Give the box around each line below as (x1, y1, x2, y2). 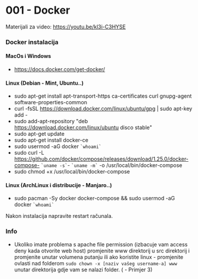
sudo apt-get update (14, 130, 65, 137)
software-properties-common (14, 99, 87, 106)
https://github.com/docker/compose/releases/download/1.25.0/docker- (14, 155, 189, 163)
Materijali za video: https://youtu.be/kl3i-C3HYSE (5, 23, 126, 30)
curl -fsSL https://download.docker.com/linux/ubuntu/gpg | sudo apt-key (14, 105, 193, 113)
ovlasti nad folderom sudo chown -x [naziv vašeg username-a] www (14, 259, 177, 267)
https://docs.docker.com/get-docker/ (14, 66, 106, 73)
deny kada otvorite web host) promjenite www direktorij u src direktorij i (14, 247, 190, 254)
